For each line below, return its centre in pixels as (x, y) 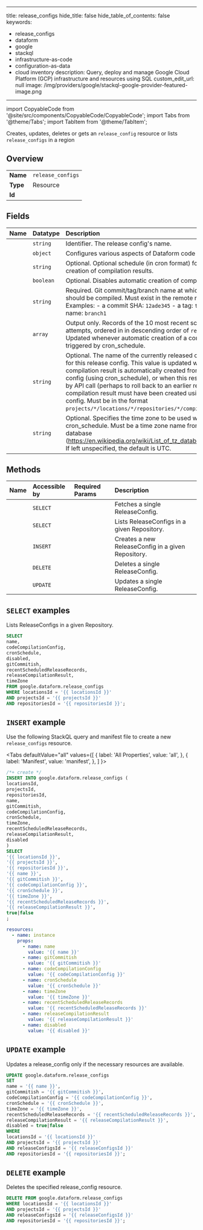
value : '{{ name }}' (54, 952)
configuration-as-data (43, 66)
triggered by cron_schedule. (105, 345)
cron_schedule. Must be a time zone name (126, 426)
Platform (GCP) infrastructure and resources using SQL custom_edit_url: (105, 79)
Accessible (49, 487)
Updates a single (138, 581)
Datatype (46, 233)
